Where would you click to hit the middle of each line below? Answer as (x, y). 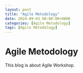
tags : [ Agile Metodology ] (31, 28)
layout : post (18, 9)
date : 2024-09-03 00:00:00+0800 (38, 18)
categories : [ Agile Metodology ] (38, 23)
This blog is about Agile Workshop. (40, 65)
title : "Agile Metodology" (32, 14)
